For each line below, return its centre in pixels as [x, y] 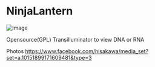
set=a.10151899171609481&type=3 [49, 57]
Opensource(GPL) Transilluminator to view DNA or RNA [75, 39]
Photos [15, 51]
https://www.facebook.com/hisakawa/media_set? [87, 51]
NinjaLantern [40, 11]
